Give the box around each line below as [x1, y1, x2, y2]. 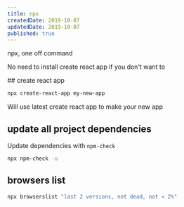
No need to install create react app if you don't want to [7, 62, 166, 71]
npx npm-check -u [7, 155, 58, 162]
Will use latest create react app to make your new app [7, 102, 164, 111]
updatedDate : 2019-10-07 [7, 23, 80, 30]
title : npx [7, 10, 39, 18]
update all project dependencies [7, 123, 152, 135]
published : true [7, 29, 55, 37]
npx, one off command [7, 49, 73, 58]
